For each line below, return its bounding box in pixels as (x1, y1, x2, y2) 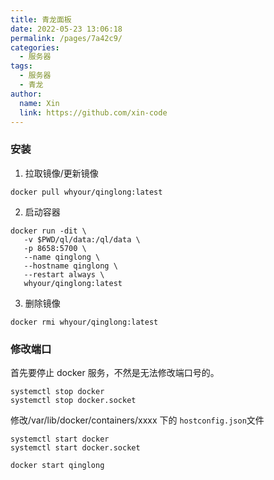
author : (10, 89, 43, 99)
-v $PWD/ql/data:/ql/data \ (23, 234, 141, 245)
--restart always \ (23, 269, 105, 280)
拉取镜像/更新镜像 (24, 167, 99, 179)
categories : (10, 42, 60, 53)
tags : (10, 61, 33, 71)
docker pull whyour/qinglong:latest (10, 187, 163, 197)
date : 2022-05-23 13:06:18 (10, 24, 123, 34)
